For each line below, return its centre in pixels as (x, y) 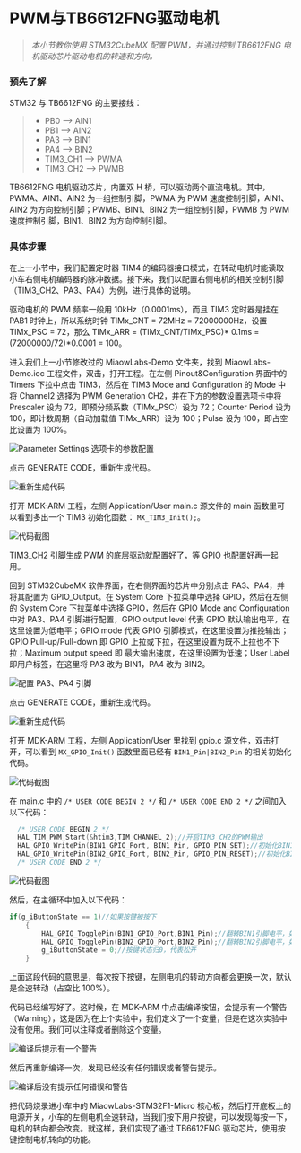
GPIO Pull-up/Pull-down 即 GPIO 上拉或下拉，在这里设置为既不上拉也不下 (145, 641)
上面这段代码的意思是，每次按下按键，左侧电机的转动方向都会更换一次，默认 (150, 977)
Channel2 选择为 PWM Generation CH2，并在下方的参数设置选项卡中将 (150, 395)
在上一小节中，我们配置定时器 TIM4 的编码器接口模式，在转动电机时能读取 (147, 268)
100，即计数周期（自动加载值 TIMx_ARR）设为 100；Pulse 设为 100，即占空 (149, 418)
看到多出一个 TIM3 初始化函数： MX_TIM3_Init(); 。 (111, 516)
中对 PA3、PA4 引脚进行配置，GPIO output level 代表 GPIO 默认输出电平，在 (150, 619)
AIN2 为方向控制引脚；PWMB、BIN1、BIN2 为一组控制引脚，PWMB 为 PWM (149, 210)
